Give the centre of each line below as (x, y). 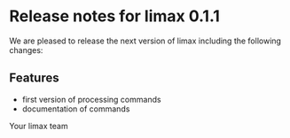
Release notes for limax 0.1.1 (114, 16)
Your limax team (39, 126)
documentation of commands (76, 109)
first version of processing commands (91, 99)
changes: (26, 50)
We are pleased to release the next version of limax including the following (145, 41)
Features (34, 78)
